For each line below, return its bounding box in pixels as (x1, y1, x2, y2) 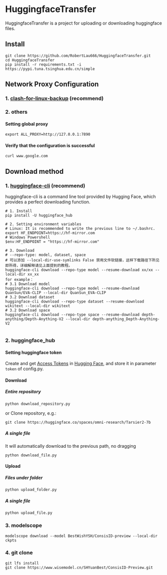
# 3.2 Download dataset (5, 295, 55, 300)
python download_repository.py (5, 401, 70, 406)
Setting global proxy (5, 121, 48, 127)
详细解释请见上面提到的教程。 (19, 263, 72, 268)
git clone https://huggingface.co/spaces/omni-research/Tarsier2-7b (5, 420, 151, 425)
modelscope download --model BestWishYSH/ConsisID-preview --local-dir (5, 533, 157, 538)
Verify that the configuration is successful (5, 142, 95, 148)
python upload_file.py (5, 510, 52, 515)
